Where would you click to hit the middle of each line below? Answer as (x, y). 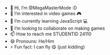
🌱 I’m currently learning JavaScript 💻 (49, 21)
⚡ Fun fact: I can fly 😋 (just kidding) (47, 47)
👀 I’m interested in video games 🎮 (46, 13)
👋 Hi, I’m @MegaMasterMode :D (43, 8)
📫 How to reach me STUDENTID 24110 (51, 34)
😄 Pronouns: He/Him (32, 41)
